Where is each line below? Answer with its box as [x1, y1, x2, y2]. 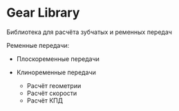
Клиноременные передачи [16, 68, 96, 76]
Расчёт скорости [26, 89, 77, 97]
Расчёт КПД [26, 96, 64, 105]
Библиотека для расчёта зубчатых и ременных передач [6, 28, 172, 36]
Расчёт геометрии [26, 81, 82, 89]
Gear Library [6, 5, 80, 21]
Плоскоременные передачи [16, 54, 100, 63]
